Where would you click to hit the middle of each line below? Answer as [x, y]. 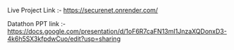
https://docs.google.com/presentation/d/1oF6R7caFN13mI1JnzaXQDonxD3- [117, 31]
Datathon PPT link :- [36, 24]
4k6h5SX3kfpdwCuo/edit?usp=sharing [64, 39]
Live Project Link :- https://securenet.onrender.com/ [83, 10]
